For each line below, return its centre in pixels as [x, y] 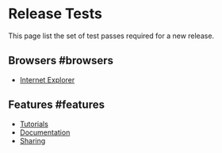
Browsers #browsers [61, 61]
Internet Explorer [47, 79]
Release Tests [55, 14]
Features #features [57, 105]
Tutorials [34, 124]
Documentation [45, 132]
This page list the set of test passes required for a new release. [111, 36]
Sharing [33, 140]
